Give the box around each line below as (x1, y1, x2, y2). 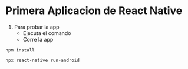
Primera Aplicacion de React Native (5, 4, 183, 18)
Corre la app (22, 36, 54, 43)
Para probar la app (14, 23, 60, 30)
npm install (5, 47, 35, 53)
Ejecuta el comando (22, 29, 71, 36)
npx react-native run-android (5, 57, 80, 63)
